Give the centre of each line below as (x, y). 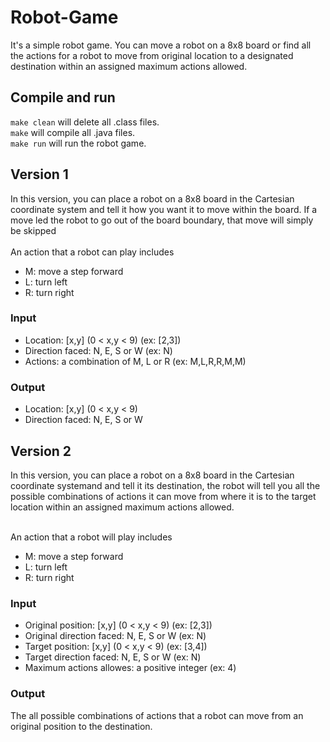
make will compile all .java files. (73, 132)
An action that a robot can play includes (92, 252)
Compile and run (63, 97)
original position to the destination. (81, 726)
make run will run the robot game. (78, 143)
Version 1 (39, 174)
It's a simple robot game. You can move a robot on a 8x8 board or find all (161, 45)
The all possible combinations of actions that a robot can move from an (157, 715)
